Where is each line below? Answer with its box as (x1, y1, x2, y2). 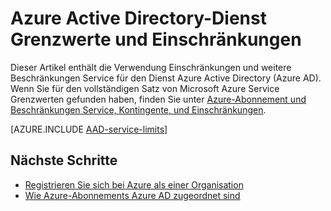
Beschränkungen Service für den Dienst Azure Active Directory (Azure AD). (10, 72, 322, 84)
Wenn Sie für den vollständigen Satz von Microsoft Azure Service (10, 82, 280, 94)
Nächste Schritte (10, 152, 118, 169)
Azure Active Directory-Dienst (10, 7, 267, 30)
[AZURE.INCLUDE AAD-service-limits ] (10, 123, 168, 135)
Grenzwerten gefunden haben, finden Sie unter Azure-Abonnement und (10, 93, 307, 105)
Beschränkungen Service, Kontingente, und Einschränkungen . (10, 103, 267, 116)
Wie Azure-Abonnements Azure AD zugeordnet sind (24, 189, 241, 201)
